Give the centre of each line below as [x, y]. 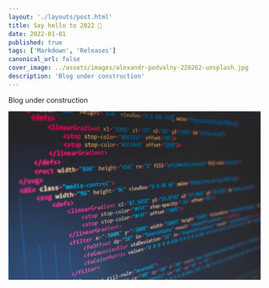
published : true [35, 43]
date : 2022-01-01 [37, 34]
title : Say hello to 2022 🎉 [55, 25]
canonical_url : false [44, 59]
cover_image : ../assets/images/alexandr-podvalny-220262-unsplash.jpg [128, 68]
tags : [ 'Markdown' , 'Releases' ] [62, 51]
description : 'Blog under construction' [77, 76]
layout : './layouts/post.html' [60, 17]
